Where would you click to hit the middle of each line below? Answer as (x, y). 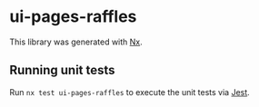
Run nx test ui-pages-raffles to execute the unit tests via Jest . (129, 92)
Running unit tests (62, 70)
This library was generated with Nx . (76, 42)
